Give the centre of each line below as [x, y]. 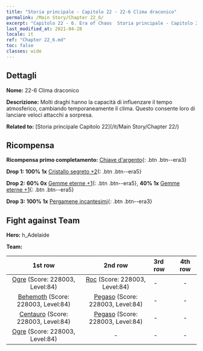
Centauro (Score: [43, 314]
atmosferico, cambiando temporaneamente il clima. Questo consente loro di [101, 108]
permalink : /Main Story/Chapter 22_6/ [55, 18]
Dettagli [21, 76]
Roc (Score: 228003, [116, 280]
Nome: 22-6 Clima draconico [43, 90]
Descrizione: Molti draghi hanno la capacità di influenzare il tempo [89, 102]
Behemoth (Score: [43, 297]
